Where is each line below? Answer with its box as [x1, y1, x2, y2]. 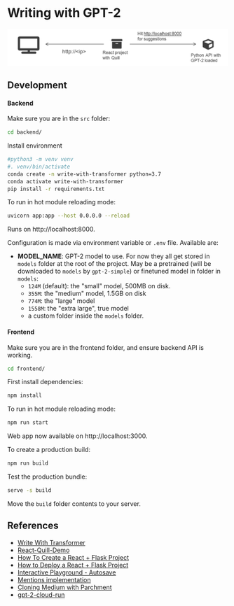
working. [7, 351, 33, 359]
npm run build [7, 460, 49, 467]
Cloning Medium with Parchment [17, 583, 112, 591]
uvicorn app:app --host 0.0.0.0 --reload [7, 212, 130, 220]
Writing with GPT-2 [7, 5, 121, 21]
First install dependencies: [7, 378, 83, 386]
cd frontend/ [7, 365, 46, 372]
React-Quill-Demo [17, 546, 70, 554]
